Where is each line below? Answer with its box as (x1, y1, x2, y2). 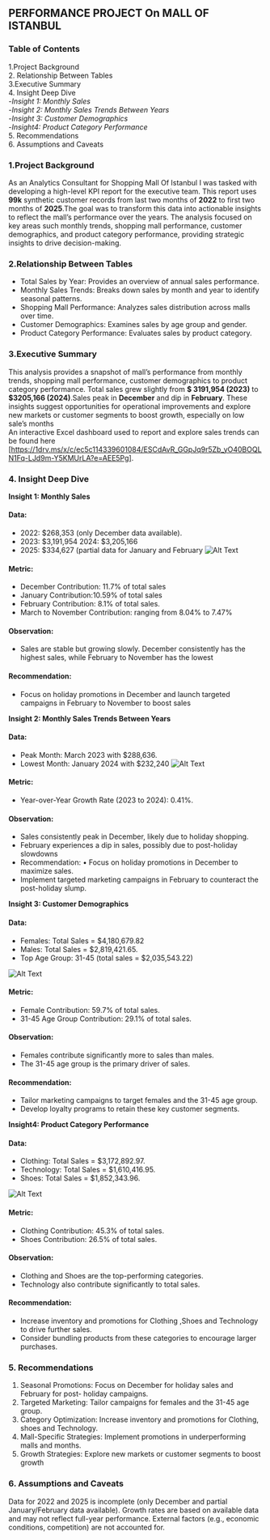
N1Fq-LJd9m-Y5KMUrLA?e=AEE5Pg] (8, 453, 132, 462)
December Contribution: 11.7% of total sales (19, 582, 167, 592)
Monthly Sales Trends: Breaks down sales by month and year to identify (19, 285, 260, 295)
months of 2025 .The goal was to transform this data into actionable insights (8, 203, 261, 213)
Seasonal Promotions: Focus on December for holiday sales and (19, 1380, 234, 1390)
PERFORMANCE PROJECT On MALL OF (8, 6, 209, 20)
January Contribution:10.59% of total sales (19, 590, 163, 600)
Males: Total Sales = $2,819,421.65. (19, 944, 138, 954)
